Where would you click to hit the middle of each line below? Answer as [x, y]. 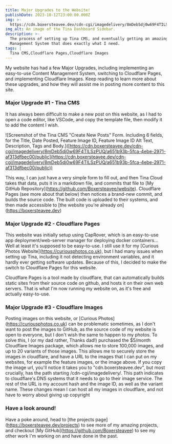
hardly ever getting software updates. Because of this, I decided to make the [86, 262]
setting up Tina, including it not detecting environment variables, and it [80, 257]
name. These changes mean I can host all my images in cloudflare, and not [84, 390]
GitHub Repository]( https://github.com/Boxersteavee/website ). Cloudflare [83, 189]
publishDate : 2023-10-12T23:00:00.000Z [48, 15]
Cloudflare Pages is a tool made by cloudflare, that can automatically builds [85, 277]
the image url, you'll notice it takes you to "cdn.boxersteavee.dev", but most [85, 367]
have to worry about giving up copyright [48, 395]
